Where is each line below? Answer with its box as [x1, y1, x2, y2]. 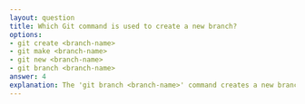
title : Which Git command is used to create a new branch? [9, 22, 238, 31]
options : [9, 30, 43, 39]
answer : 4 [9, 72, 47, 81]
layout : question [9, 13, 75, 23]
